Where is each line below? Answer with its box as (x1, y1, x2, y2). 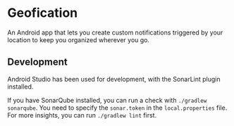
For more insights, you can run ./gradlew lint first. (7, 111, 157, 119)
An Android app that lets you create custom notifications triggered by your (7, 28, 223, 37)
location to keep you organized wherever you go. (7, 35, 150, 44)
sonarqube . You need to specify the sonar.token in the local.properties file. (7, 103, 228, 112)
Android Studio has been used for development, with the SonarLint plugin (7, 75, 221, 83)
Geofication (7, 5, 78, 21)
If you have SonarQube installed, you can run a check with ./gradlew (7, 96, 207, 104)
